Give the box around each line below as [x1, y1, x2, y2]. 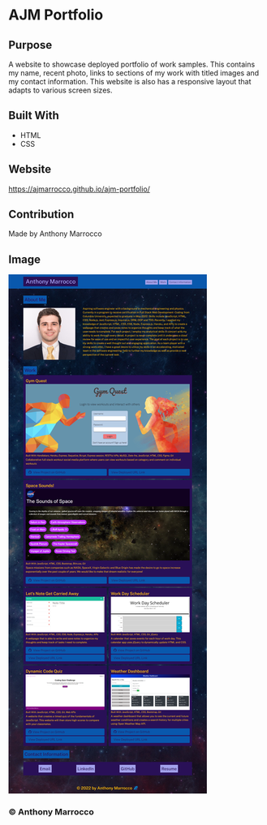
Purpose [8, 38, 53, 52]
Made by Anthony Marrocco [8, 229, 103, 238]
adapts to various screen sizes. [8, 85, 113, 95]
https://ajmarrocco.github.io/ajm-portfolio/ [8, 184, 150, 194]
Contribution [8, 208, 75, 221]
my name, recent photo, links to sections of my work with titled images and [8, 68, 260, 78]
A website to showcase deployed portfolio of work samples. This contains [8, 59, 256, 69]
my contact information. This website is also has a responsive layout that [8, 77, 252, 86]
